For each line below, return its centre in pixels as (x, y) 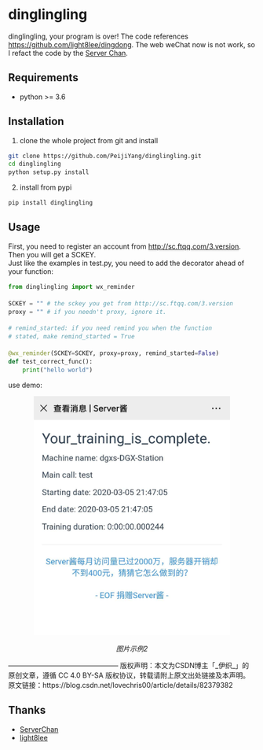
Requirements (43, 78)
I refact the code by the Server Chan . (68, 53)
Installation (36, 122)
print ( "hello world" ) (57, 370)
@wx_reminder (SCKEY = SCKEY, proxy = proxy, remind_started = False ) (114, 353)
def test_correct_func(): (50, 361)
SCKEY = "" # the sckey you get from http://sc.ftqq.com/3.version (121, 303)
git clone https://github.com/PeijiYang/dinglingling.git (105, 156)
